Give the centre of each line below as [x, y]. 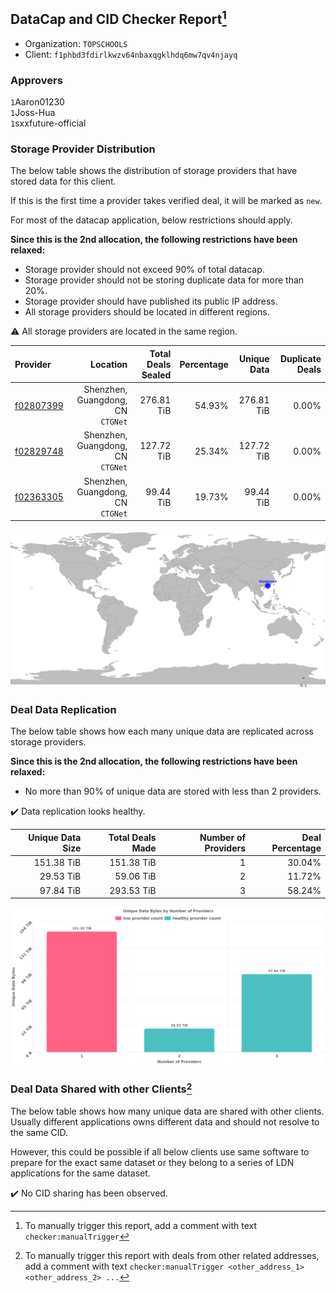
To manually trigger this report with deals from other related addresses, [172, 1255]
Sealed [156, 375]
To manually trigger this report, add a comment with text [141, 1225]
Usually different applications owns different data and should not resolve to [165, 1121]
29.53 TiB [60, 876]
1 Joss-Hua [33, 113]
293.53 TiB [133, 890]
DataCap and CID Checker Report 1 [118, 18]
